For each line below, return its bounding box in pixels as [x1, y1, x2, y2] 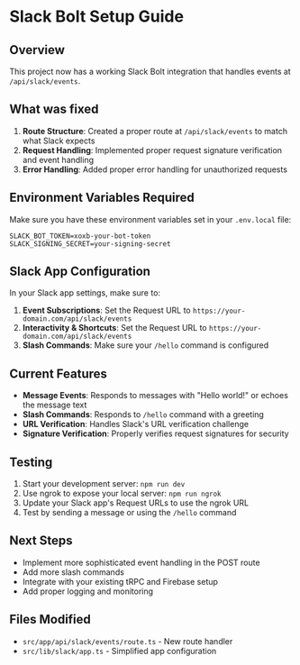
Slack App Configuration [9, 264, 151, 279]
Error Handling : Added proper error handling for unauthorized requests [22, 164, 288, 175]
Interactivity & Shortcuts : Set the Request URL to [22, 323, 207, 333]
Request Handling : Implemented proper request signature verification [22, 144, 282, 155]
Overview [9, 42, 66, 58]
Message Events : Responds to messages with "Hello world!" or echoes [22, 390, 288, 401]
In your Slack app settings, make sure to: [9, 287, 160, 298]
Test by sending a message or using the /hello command [22, 507, 237, 518]
